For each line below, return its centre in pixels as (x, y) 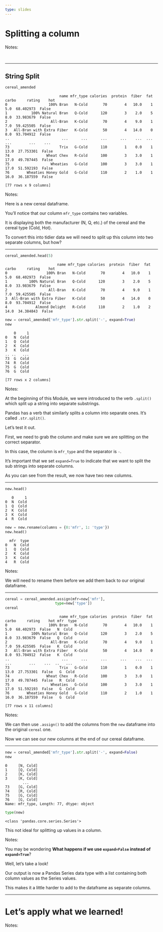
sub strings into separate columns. (40, 466)
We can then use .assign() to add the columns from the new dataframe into (80, 725)
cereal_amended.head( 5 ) (29, 256)
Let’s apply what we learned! (64, 912)
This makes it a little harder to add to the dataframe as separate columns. (78, 887)
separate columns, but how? (33, 242)
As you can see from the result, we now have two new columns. (69, 475)
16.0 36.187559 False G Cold (40, 697)
